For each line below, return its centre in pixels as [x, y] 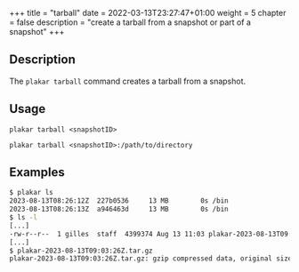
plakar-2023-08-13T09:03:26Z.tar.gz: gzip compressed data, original [141, 259]
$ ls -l [24, 218]
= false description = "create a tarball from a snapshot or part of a [130, 22]
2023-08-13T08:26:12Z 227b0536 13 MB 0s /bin [119, 201]
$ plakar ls [31, 193]
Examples [37, 172]
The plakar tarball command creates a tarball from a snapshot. [128, 81]
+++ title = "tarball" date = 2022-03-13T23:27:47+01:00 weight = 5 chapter [148, 13]
